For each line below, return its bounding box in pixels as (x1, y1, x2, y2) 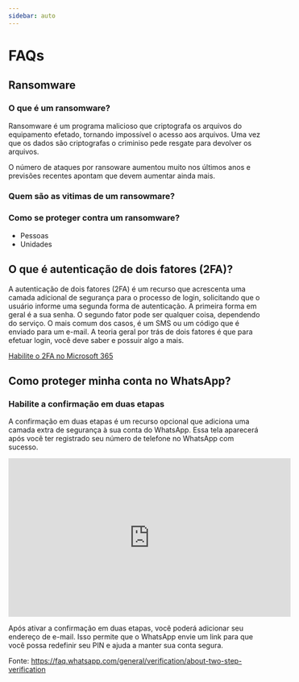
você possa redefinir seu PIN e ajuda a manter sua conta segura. (8, 641, 224, 651)
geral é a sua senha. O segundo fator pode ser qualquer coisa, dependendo (8, 309, 260, 319)
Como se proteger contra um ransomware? (8, 213, 180, 224)
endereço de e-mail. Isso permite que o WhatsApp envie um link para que (8, 632, 254, 642)
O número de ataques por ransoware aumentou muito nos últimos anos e (8, 162, 251, 172)
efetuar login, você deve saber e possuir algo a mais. (8, 335, 185, 345)
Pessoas (19, 230, 49, 240)
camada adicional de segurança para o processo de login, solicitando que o (8, 292, 260, 302)
